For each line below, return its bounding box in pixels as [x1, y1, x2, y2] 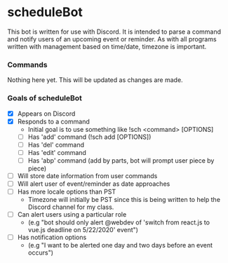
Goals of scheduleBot [7, 93, 83, 103]
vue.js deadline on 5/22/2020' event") [27, 226, 139, 234]
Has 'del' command [27, 140, 85, 149]
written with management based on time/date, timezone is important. [7, 42, 207, 50]
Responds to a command [17, 117, 90, 126]
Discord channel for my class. [27, 203, 114, 211]
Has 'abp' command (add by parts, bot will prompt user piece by [27, 156, 215, 165]
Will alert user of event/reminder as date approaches [17, 180, 170, 188]
